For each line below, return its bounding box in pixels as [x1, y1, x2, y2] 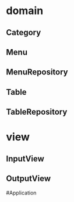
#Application [6, 189, 37, 196]
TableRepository [6, 107, 68, 117]
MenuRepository [6, 67, 68, 77]
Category [6, 28, 41, 37]
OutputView [6, 174, 51, 184]
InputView [6, 153, 45, 163]
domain [6, 4, 44, 18]
